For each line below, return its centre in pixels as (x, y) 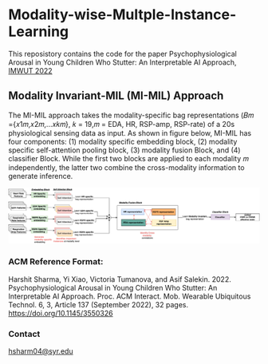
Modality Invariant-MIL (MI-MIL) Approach (116, 96)
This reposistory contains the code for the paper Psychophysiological (122, 53)
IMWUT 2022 (31, 70)
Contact (24, 334)
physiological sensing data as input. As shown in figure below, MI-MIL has (130, 133)
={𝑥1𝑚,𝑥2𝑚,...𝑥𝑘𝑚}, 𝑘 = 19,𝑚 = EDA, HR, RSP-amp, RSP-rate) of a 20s (122, 124)
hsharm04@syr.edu (41, 351)
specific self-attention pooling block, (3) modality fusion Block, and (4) (124, 150)
